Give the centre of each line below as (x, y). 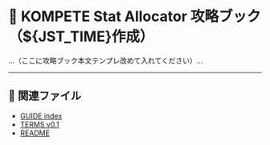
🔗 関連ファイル (45, 96)
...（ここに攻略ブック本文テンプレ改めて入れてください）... (106, 60)
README (35, 133)
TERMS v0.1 (39, 124)
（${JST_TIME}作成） (81, 37)
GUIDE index (41, 116)
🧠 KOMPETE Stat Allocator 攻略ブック (135, 17)
